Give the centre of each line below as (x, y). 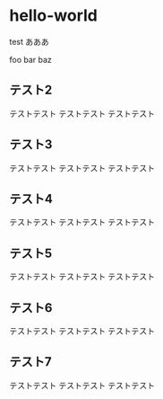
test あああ (29, 41)
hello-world (54, 16)
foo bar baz (30, 59)
